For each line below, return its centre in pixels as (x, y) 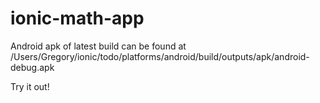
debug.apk (32, 67)
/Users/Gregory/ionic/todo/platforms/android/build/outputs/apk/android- (160, 56)
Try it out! (30, 86)
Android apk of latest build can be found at (98, 46)
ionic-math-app (77, 18)
